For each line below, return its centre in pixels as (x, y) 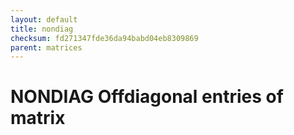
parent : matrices (46, 47)
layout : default (44, 19)
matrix (38, 118)
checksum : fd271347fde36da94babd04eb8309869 (104, 38)
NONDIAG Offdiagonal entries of (147, 97)
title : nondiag (42, 29)
